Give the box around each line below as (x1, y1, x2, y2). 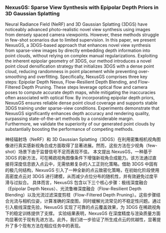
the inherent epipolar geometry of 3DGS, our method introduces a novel (5, 58, 152, 64)
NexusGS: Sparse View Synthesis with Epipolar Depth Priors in (5, 4, 159, 11)
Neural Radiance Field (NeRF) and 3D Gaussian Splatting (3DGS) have (5, 21, 148, 27)
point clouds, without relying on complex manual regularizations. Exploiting (5, 53, 158, 59)
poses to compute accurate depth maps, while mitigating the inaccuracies (5, 89, 156, 95)
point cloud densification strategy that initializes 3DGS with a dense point (5, 63, 154, 69)
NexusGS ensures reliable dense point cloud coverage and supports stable (5, 100, 158, 106)
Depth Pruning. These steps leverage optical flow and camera (21, 84, 148, 90)
